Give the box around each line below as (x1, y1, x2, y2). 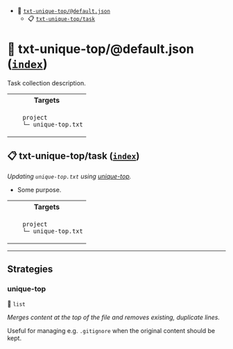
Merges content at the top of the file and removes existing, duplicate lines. (7, 313, 221, 322)
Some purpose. (17, 185, 62, 194)
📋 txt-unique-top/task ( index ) (7, 150, 140, 162)
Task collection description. (7, 78, 86, 87)
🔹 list (7, 300, 26, 308)
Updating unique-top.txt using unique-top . (7, 172, 132, 180)
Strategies (7, 264, 53, 275)
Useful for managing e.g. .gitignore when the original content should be (7, 327, 216, 335)
